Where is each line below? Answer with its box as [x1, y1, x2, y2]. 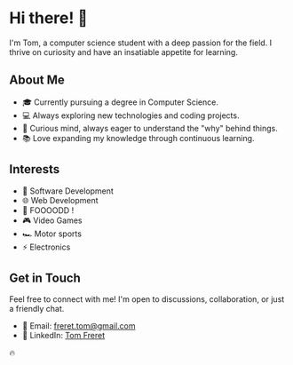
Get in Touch [9, 270, 82, 285]
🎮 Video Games [21, 215, 83, 226]
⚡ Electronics [21, 242, 71, 252]
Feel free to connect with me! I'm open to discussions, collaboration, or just [9, 294, 285, 305]
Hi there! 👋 [9, 8, 89, 28]
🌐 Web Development [21, 194, 99, 205]
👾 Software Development [21, 186, 114, 196]
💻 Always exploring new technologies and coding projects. [21, 110, 240, 121]
